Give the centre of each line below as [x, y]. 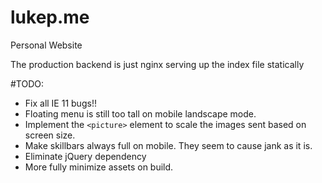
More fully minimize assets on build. [99, 167]
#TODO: [27, 83]
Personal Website [46, 45]
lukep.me [50, 17]
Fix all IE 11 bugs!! [60, 103]
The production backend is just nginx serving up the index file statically [157, 64]
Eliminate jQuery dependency [85, 156]
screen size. [50, 135]
